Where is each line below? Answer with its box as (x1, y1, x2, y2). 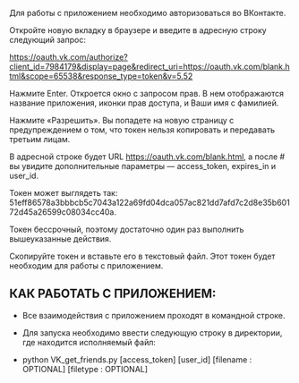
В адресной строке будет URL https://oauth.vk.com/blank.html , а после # (9, 151, 286, 162)
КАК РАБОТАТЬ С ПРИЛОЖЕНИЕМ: (9, 286, 217, 302)
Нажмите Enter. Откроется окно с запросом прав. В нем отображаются (9, 89, 285, 98)
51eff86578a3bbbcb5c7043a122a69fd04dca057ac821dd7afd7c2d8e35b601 (9, 197, 291, 208)
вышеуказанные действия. (9, 234, 112, 244)
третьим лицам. (9, 134, 71, 144)
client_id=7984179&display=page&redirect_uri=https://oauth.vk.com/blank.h (9, 62, 291, 72)
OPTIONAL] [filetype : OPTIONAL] (21, 363, 149, 374)
